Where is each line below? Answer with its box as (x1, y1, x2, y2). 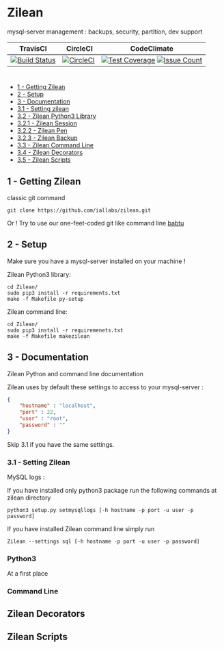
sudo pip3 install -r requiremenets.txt (7, 327, 124, 334)
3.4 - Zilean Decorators (16, 149, 83, 157)
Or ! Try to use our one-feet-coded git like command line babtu (7, 219, 184, 227)
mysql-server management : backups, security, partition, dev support (7, 27, 203, 36)
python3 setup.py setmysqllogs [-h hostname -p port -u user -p (7, 507, 194, 514)
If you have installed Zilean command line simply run (7, 525, 155, 533)
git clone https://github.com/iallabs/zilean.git (7, 207, 152, 214)
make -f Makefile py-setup (7, 295, 84, 302)
